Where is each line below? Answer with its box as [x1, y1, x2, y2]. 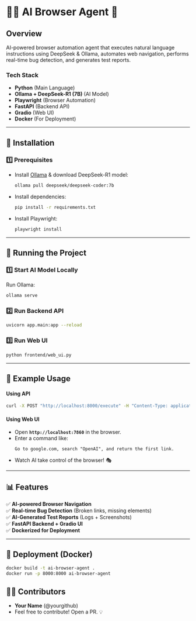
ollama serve [6, 292, 38, 299]
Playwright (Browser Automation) [14, 96, 96, 104]
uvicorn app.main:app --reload [6, 322, 82, 328]
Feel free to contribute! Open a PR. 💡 [14, 608, 103, 616]
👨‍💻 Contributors [6, 586, 66, 596]
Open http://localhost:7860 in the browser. [14, 429, 121, 436]
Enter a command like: [14, 435, 69, 442]
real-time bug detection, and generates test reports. [6, 57, 131, 63]
